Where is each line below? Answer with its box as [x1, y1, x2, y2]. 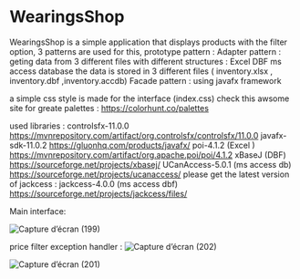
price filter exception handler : [9, 241, 123, 252]
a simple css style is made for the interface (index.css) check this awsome [9, 93, 290, 104]
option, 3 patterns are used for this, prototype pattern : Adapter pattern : [9, 46, 281, 57]
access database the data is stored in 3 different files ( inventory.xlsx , [9, 66, 274, 77]
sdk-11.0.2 [9, 139, 47, 150]
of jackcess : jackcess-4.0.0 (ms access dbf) [9, 178, 179, 189]
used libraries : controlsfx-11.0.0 [9, 120, 129, 131]
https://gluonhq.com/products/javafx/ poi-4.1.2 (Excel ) [48, 139, 255, 150]
